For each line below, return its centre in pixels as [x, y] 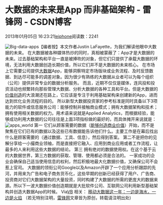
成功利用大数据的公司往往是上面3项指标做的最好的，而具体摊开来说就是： [83, 119]
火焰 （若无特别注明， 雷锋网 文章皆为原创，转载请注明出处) [72, 198]
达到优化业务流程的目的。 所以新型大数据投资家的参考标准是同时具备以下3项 [81, 101]
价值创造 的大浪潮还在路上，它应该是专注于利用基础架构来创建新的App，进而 [81, 95]
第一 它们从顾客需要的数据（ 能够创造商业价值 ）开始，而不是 [94, 125]
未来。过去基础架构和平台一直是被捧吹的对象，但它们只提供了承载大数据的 [79, 59]
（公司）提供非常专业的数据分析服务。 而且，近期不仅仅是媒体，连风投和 [78, 83]
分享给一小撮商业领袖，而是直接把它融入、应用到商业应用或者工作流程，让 [83, 143]
